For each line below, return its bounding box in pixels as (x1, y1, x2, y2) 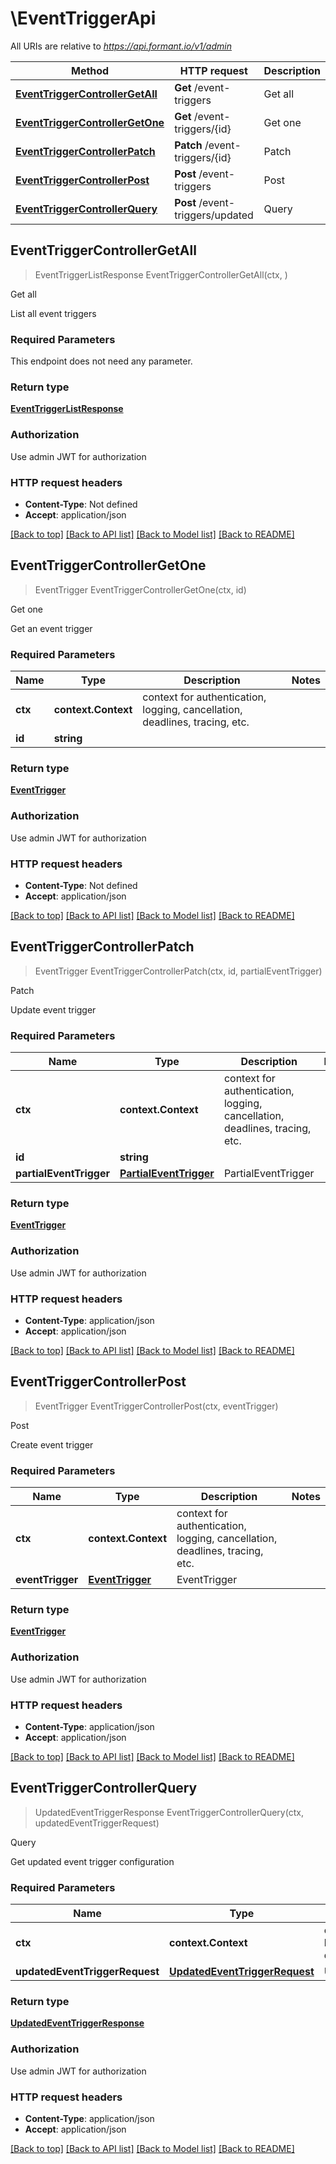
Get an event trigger (10, 622, 93, 634)
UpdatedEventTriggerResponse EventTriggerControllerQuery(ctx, (34, 1806, 304, 1818)
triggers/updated (174, 208, 254, 222)
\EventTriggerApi (10, 7, 157, 30)
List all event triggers (10, 307, 97, 319)
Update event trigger (10, 1003, 97, 1016)
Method (70, 63, 110, 77)
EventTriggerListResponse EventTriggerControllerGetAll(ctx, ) (34, 268, 288, 281)
